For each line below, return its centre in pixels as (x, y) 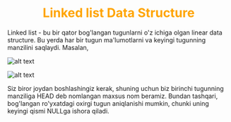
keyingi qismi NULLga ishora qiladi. (58, 111)
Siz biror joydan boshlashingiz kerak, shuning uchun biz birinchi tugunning (115, 88)
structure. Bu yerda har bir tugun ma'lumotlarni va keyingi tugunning (107, 39)
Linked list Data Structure (119, 13)
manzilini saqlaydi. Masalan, (48, 47)
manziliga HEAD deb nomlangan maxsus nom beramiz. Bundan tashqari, (113, 96)
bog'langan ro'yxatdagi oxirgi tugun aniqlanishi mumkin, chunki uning (108, 103)
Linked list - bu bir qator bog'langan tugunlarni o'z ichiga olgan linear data (115, 32)
